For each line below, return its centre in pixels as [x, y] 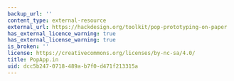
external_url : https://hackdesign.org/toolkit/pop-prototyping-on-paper [117, 27]
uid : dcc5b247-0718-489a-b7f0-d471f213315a [73, 66]
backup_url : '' [30, 14]
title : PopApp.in [33, 60]
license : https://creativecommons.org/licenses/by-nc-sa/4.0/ [101, 54]
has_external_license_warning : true [62, 40]
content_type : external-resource [57, 20]
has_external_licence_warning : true [62, 33]
